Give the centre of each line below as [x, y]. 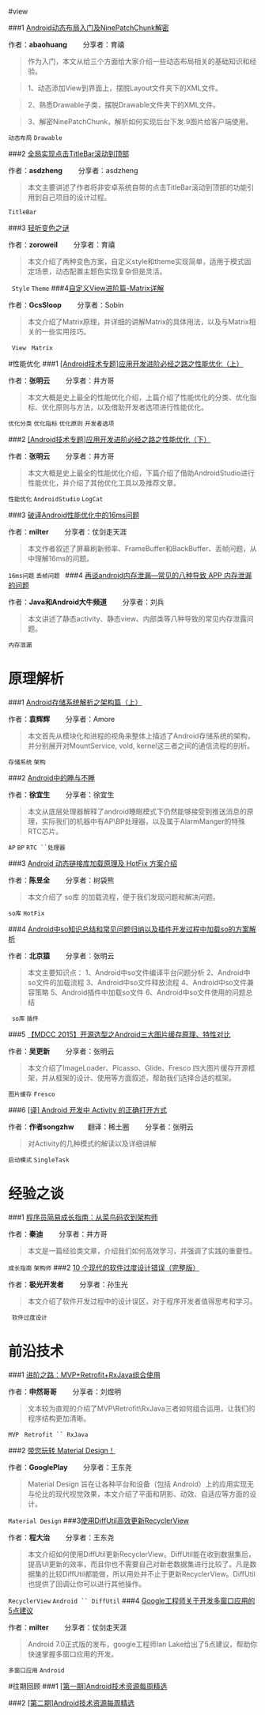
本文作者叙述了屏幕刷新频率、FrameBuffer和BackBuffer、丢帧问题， [139, 548]
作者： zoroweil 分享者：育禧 [62, 245]
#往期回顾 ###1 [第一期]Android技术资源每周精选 [88, 1686]
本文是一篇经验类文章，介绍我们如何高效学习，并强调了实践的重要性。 [142, 1250]
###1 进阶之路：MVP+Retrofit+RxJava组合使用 [84, 1374]
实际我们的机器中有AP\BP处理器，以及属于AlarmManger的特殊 [144, 821]
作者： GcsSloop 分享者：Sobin [66, 305]
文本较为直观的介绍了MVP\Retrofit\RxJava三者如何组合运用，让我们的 [141, 1408]
